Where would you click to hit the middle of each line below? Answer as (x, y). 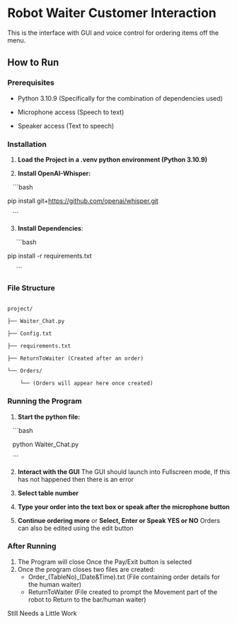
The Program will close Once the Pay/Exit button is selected (105, 561)
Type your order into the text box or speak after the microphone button (123, 507)
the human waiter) (55, 584)
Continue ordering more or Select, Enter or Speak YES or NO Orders (119, 520)
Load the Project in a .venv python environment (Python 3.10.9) (112, 159)
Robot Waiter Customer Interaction (112, 13)
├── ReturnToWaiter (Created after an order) (75, 359)
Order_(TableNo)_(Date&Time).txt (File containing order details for (124, 577)
